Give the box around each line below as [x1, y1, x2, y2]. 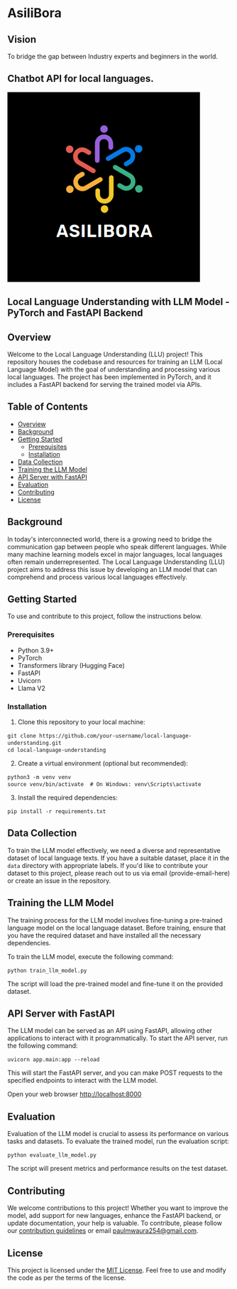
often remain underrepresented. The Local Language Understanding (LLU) [7, 557, 226, 566]
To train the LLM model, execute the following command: [7, 952, 174, 961]
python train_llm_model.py [7, 967, 87, 974]
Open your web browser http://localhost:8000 [7, 1090, 142, 1098]
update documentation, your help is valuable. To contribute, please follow [7, 1219, 222, 1228]
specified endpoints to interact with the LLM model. [7, 1076, 158, 1085]
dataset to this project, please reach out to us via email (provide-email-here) [7, 869, 231, 877]
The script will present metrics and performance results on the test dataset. [7, 1165, 228, 1173]
